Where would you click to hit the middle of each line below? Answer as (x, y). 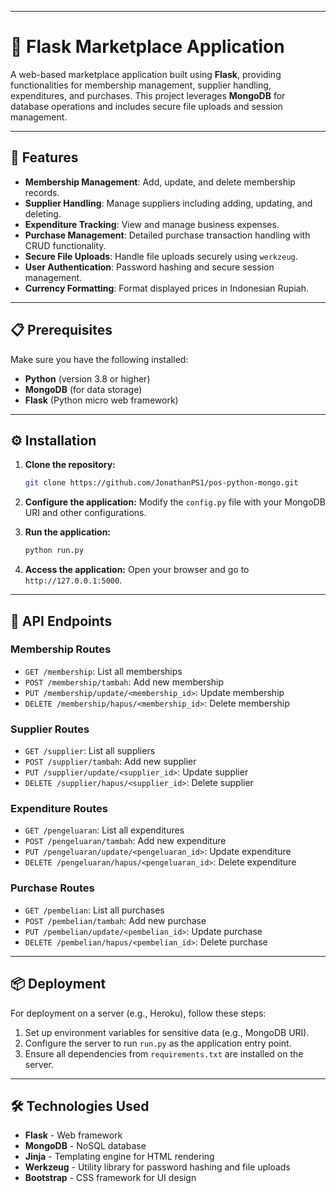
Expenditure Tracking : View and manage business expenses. (152, 224)
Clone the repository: (70, 465)
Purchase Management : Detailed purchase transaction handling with (167, 235)
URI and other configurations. (85, 513)
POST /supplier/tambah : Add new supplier (110, 762)
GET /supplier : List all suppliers (90, 751)
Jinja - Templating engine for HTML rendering (119, 1157)
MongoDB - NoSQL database (85, 1146)
